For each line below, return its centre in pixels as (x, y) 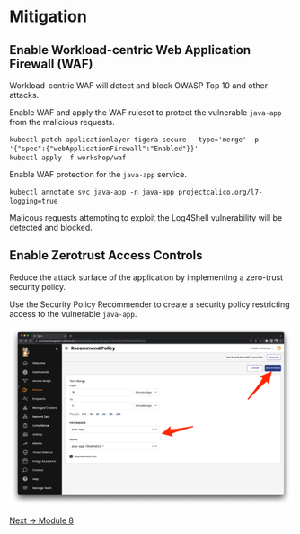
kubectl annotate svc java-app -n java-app (92, 192)
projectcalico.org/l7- (221, 192)
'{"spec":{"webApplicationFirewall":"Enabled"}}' (104, 149)
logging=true (34, 201)
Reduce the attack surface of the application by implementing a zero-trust (146, 277)
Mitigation (48, 17)
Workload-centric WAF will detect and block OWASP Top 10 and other (138, 86)
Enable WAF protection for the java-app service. (98, 174)
